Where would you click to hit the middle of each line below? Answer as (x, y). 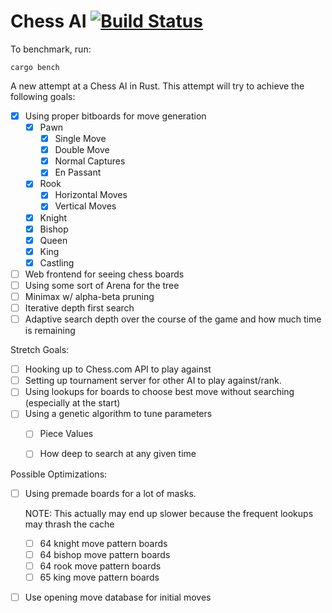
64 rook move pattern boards (100, 566)
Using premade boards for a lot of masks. (110, 493)
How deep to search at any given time (118, 454)
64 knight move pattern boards (103, 543)
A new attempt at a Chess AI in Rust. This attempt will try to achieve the (157, 86)
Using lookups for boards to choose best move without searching (159, 392)
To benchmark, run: (51, 49)
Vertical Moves (85, 206)
